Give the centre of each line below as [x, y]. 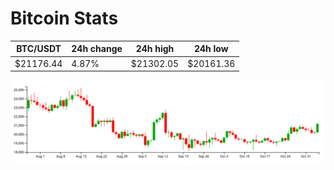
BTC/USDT [39, 49]
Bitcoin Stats [64, 18]
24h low [211, 49]
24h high [155, 49]
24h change [97, 49]
